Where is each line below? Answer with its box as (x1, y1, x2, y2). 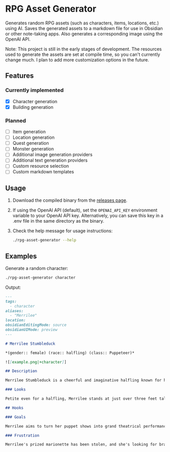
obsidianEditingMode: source (5, 322, 67, 328)
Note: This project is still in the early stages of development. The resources (5, 46, 162, 52)
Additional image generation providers (12, 152, 93, 158)
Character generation (12, 98, 58, 104)
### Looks (5, 387, 26, 392)
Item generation (12, 129, 46, 135)
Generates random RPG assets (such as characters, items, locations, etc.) (5, 20, 159, 26)
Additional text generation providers (12, 157, 88, 163)
